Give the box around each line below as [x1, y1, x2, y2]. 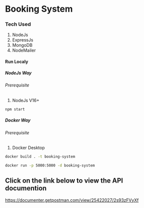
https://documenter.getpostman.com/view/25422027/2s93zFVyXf [5, 197, 139, 203]
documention [5, 184, 47, 192]
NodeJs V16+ [12, 97, 40, 103]
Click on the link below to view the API [5, 177, 123, 185]
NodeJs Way [5, 70, 32, 76]
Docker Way [5, 117, 31, 123]
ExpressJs [12, 37, 33, 43]
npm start [5, 106, 25, 112]
